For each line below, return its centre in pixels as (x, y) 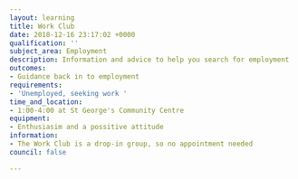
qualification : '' (44, 43)
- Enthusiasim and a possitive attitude (87, 127)
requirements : (36, 85)
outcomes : (28, 69)
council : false (38, 152)
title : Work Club (42, 26)
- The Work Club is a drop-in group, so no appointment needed (131, 144)
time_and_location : (46, 102)
